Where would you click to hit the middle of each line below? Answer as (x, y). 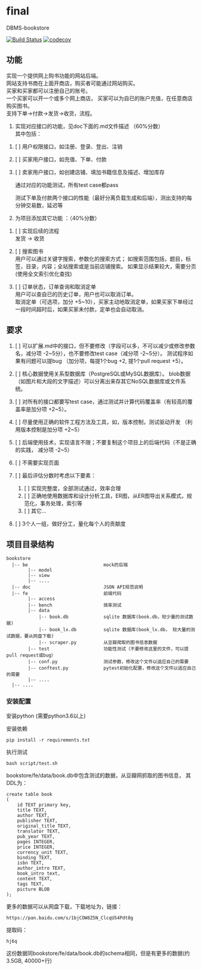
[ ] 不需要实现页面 (37, 462)
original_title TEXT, (44, 826)
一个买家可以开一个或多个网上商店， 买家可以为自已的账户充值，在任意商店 (99, 98)
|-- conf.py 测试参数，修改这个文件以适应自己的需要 (108, 662)
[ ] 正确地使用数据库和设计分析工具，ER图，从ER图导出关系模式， (105, 496)
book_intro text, (39, 873)
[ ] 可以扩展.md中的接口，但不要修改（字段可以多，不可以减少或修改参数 (105, 345)
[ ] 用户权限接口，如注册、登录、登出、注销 (68, 146)
